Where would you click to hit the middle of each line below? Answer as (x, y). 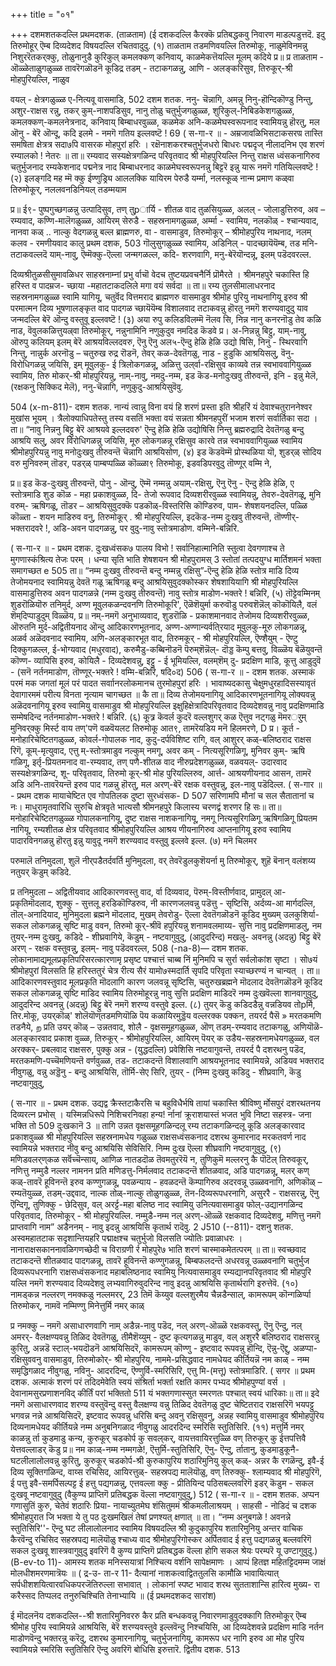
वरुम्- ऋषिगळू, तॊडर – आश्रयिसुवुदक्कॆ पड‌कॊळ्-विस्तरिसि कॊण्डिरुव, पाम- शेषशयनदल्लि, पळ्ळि (159, 505)
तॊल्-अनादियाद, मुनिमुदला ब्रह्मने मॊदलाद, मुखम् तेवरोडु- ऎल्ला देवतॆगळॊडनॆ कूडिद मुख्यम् (146, 914)
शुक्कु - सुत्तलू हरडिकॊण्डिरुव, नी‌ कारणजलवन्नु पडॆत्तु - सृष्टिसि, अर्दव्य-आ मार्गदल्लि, (185, 903)
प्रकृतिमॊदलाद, (32, 903)
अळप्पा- (305, 1348)
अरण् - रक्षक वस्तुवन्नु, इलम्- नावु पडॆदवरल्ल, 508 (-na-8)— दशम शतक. (129, 948)
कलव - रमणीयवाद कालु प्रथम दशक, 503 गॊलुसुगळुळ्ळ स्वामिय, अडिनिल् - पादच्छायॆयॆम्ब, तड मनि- (164, 243)
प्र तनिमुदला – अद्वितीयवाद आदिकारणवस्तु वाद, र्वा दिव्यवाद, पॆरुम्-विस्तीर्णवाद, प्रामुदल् (141, 892)
